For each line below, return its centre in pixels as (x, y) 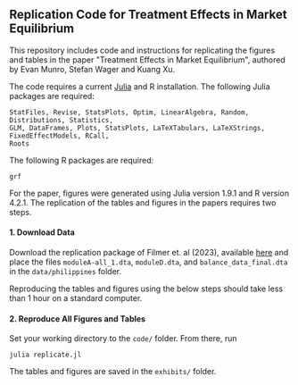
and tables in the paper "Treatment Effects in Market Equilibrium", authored (147, 59)
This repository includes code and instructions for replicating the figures (142, 50)
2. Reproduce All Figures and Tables (77, 318)
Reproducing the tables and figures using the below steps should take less (146, 289)
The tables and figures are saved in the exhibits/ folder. (113, 372)
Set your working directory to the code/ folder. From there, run (124, 339)
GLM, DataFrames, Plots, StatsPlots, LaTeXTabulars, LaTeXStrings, (137, 128)
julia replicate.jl (46, 355)
